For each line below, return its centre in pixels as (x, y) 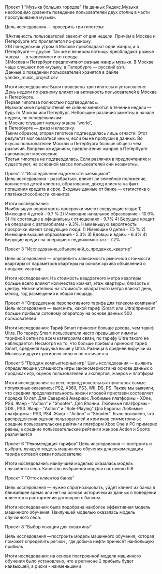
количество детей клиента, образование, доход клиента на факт (72, 184)
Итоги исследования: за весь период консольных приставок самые (75, 383)
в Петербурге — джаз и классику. (40, 128)
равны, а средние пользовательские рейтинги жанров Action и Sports (78, 429)
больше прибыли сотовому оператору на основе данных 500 (68, 313)
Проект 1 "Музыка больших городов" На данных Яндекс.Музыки (72, 7)
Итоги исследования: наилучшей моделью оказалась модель (69, 463)
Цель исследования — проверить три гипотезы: (55, 27)
